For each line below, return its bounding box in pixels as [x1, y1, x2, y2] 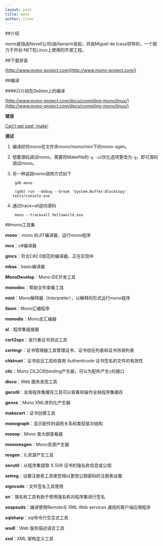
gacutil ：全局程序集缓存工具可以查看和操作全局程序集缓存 [5, 389, 123, 395]
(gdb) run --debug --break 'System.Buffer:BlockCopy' [14, 189, 128, 194]
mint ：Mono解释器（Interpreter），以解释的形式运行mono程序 [5, 295, 130, 301]
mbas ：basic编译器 [5, 264, 45, 270]
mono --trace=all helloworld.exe [14, 213, 83, 218]
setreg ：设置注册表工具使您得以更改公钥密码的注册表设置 [5, 473, 122, 479]
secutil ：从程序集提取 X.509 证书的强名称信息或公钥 [5, 462, 112, 468]
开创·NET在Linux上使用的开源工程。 [13, 47, 87, 53]
